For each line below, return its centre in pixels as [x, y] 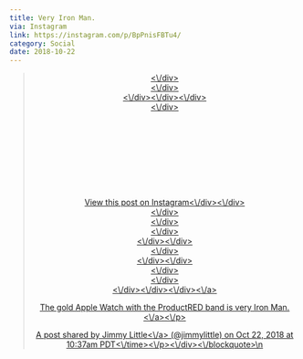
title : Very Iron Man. [52, 18]
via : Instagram [38, 26]
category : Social [42, 43]
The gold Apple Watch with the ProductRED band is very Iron [154, 308]
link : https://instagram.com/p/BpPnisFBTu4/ [95, 35]
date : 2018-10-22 [42, 52]
